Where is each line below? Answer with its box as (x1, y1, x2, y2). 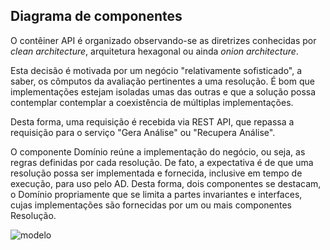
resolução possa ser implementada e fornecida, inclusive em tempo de (10, 167, 303, 179)
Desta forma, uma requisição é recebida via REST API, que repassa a (10, 115, 295, 128)
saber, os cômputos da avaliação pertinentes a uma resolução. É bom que (10, 75, 315, 87)
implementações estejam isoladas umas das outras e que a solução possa (10, 85, 317, 98)
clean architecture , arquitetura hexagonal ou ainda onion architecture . (10, 45, 299, 57)
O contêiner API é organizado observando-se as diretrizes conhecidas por (10, 34, 317, 46)
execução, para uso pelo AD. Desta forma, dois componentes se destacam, (10, 177, 322, 189)
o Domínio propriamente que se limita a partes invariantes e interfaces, (10, 188, 303, 200)
